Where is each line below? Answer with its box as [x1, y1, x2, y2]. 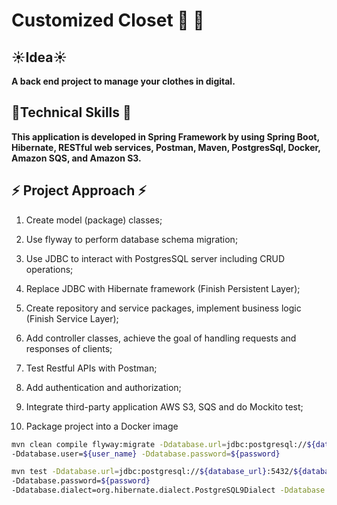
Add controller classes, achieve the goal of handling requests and [25, 332, 297, 344]
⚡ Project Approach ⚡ [11, 182, 147, 199]
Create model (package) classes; [25, 214, 163, 226]
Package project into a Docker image [25, 420, 179, 432]
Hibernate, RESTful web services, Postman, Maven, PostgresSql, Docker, [11, 141, 321, 153]
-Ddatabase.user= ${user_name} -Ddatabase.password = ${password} [11, 449, 281, 459]
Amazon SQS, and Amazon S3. [11, 152, 142, 164]
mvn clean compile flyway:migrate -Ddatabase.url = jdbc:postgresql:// [11, 439, 308, 449]
